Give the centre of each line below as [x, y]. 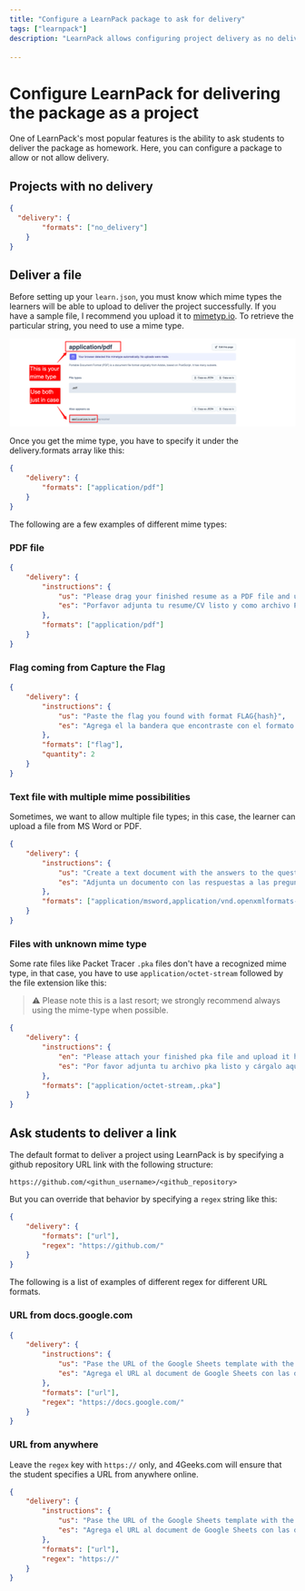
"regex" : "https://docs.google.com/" [113, 1402]
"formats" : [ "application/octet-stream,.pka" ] [132, 1085]
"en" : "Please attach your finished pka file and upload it [174, 1057]
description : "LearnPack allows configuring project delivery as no [142, 38]
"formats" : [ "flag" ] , [83, 745]
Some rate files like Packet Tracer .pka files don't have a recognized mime [148, 963]
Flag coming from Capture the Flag [88, 667]
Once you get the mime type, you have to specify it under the [124, 441]
